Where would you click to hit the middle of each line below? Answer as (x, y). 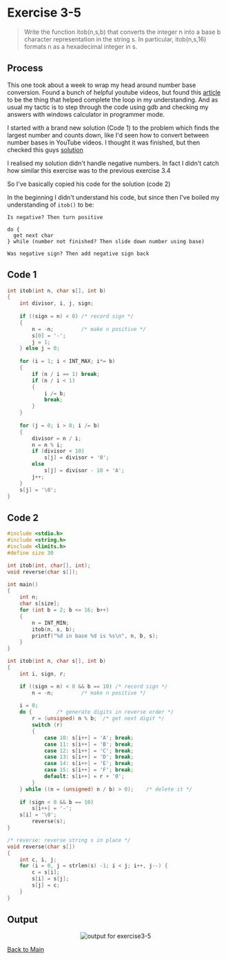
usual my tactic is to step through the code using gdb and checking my (108, 107)
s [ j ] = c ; (46, 885)
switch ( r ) (48, 725)
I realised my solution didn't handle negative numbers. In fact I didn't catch (113, 163)
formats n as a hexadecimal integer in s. (81, 46)
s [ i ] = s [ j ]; (51, 879)
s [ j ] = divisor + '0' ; (76, 458)
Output (22, 920)
